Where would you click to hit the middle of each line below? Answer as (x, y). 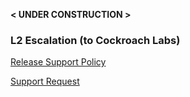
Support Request (45, 81)
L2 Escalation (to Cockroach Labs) (95, 40)
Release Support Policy (58, 62)
